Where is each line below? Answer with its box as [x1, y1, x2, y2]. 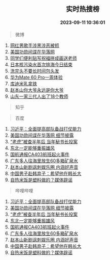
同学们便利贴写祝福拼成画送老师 [10, 55, 77, 61]
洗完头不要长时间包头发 [10, 68, 59, 74]
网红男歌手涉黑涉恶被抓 [10, 42, 59, 48]
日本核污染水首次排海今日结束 [10, 61, 72, 67]
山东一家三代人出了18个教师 [10, 93, 68, 99]
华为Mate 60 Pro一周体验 [10, 74, 63, 80]
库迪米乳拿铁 [10, 81, 37, 87]
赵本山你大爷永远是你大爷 [10, 87, 64, 93]
